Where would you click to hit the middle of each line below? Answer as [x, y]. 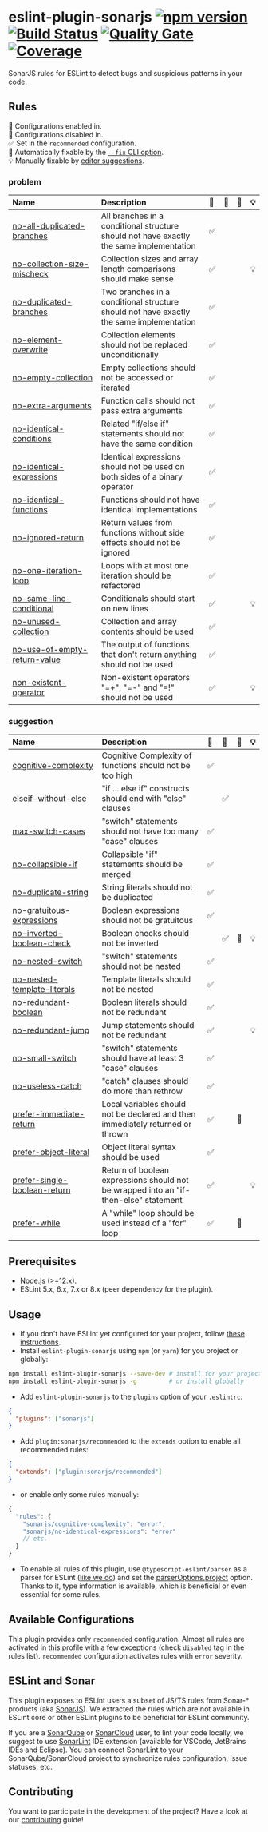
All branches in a [132, 216]
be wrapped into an [138, 1190]
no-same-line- [42, 599]
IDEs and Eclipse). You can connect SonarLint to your [96, 1750]
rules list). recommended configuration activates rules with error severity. [126, 1655]
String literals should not [147, 887]
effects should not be [141, 543]
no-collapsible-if [45, 865]
